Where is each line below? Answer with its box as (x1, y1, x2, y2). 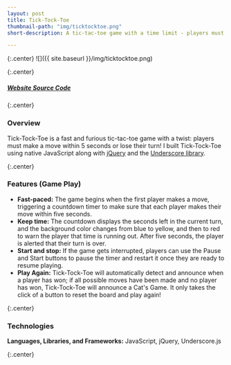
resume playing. (17, 261, 64, 270)
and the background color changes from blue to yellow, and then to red (17, 224, 220, 232)
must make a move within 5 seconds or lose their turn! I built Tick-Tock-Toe (7, 141, 221, 149)
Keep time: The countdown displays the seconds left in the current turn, (17, 217, 223, 225)
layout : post (7, 10, 45, 17)
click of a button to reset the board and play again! (17, 290, 161, 299)
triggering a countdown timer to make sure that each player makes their (17, 202, 222, 211)
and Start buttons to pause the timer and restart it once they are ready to (17, 254, 225, 262)
